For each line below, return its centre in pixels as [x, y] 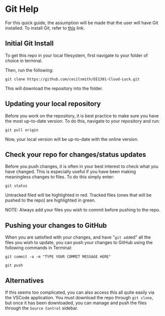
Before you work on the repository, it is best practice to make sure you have [82, 116]
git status [16, 186]
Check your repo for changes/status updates [76, 155]
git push [14, 265]
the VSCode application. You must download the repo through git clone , [79, 298]
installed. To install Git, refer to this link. [45, 28]
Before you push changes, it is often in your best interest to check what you [82, 167]
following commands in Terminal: [39, 248]
